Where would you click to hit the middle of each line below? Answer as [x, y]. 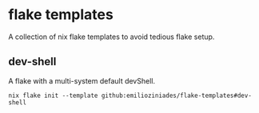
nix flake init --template [53, 95]
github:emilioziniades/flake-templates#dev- [176, 95]
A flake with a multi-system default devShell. [82, 80]
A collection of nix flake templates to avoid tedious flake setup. [112, 37]
